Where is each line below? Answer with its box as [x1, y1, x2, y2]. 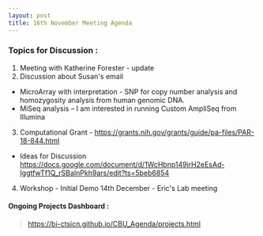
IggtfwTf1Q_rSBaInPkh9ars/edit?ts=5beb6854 [19, 168, 170, 177]
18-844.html [19, 135, 60, 145]
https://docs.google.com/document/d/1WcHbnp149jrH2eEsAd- [19, 159, 225, 169]
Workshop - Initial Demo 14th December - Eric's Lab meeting [19, 183, 218, 192]
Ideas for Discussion [19, 151, 87, 161]
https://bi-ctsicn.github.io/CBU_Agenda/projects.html [27, 219, 201, 228]
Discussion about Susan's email [19, 71, 124, 81]
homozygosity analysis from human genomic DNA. [19, 95, 186, 105]
